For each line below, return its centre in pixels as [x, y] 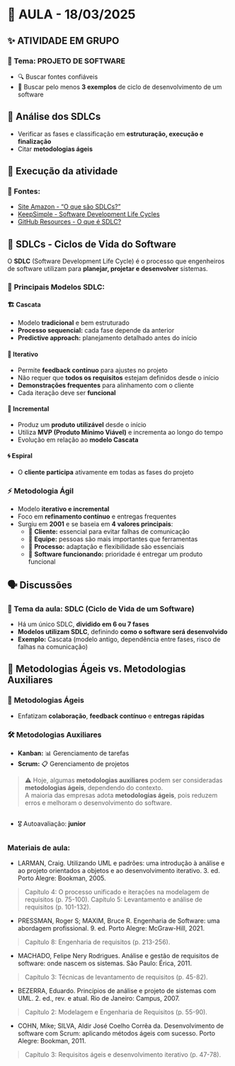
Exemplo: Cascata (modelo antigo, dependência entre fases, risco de [119, 639]
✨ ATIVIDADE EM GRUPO [63, 41]
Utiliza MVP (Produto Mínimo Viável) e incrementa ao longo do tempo [120, 432]
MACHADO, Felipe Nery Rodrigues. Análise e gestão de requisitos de [118, 956]
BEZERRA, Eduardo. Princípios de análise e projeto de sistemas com [117, 991]
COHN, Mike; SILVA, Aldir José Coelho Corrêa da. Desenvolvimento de [121, 1026]
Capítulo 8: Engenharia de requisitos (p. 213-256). [97, 942]
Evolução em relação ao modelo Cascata [78, 440]
